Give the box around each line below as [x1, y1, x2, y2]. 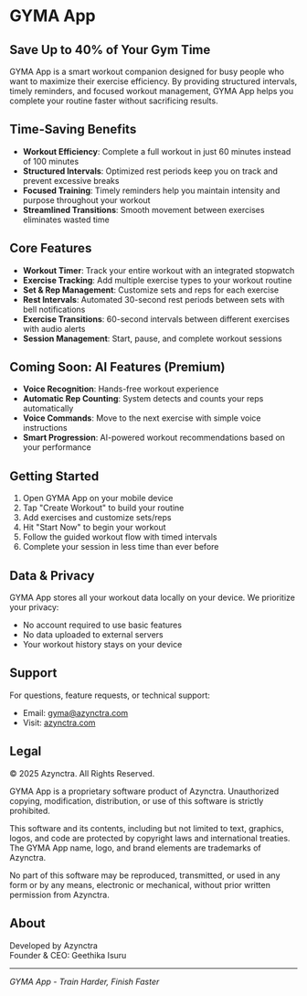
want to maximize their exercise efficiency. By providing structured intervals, [9, 76, 298, 87]
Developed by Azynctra [9, 939, 99, 951]
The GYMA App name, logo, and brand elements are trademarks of [9, 842, 262, 853]
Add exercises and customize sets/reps [22, 512, 172, 523]
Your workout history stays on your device [22, 639, 183, 650]
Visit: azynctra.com [22, 717, 96, 728]
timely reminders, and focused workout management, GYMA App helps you [9, 86, 294, 96]
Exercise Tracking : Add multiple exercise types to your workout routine [22, 274, 292, 285]
